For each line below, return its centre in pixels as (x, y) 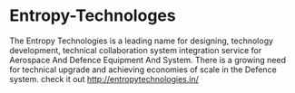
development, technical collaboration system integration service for (136, 50)
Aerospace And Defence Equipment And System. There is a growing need (147, 60)
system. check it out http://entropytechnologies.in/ (104, 79)
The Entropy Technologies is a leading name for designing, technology (142, 41)
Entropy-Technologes (93, 16)
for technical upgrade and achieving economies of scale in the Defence (143, 70)
